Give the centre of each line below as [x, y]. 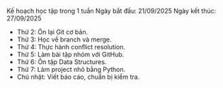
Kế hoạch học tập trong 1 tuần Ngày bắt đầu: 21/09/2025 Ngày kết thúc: [111, 11]
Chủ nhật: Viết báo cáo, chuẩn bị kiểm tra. [78, 77]
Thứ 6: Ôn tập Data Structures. [62, 62]
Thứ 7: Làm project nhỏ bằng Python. [71, 69]
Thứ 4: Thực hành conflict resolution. [71, 47]
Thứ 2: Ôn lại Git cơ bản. [52, 32]
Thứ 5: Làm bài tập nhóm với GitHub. [70, 54]
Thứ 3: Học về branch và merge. [64, 39]
